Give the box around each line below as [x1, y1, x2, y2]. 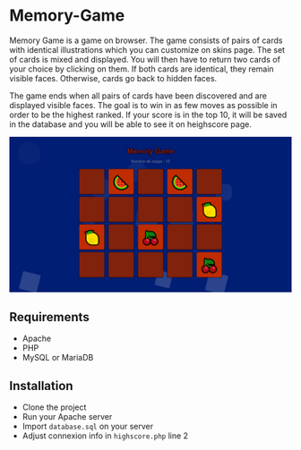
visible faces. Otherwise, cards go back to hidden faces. [9, 72, 218, 83]
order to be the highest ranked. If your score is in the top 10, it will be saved [9, 109, 288, 120]
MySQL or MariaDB [21, 352, 94, 363]
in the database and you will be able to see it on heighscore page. [9, 118, 253, 130]
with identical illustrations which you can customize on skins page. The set [9, 44, 285, 55]
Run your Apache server [21, 412, 113, 422]
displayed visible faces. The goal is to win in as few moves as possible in [9, 99, 278, 110]
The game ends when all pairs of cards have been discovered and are [9, 90, 267, 101]
